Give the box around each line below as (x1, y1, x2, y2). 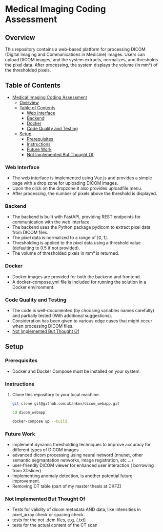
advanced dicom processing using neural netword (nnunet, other (12, 452, 143, 458)
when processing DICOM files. (12, 323, 74, 329)
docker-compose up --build (12, 419, 67, 424)
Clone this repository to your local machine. (12, 391, 100, 397)
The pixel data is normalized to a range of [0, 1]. (12, 235, 108, 241)
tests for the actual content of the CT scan (12, 522, 98, 528)
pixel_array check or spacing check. (12, 512, 85, 518)
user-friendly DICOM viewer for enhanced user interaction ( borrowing (12, 462, 154, 468)
